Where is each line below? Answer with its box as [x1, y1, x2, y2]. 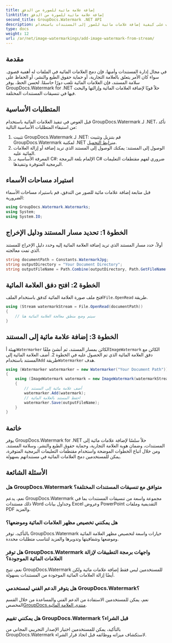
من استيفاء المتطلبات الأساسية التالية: [6, 124, 77, 130]
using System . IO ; [6, 214, 43, 220]
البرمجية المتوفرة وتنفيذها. [13, 161, 63, 167]
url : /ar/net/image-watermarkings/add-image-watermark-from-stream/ [6, 36, 155, 41]
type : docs [6, 27, 29, 32]
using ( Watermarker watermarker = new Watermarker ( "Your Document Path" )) [6, 367, 168, 372]
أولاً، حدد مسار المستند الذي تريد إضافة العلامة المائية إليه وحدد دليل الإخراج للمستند [6, 242, 163, 248]
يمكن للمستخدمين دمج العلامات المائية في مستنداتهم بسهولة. [6, 454, 121, 460]
